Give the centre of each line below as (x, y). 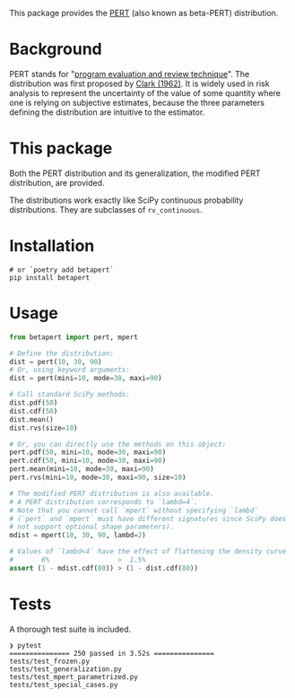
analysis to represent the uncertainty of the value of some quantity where (145, 92)
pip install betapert (50, 277)
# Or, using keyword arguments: (69, 370)
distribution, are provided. (57, 182)
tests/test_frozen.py (50, 661)
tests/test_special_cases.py (64, 685)
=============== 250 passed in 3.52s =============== (112, 653)
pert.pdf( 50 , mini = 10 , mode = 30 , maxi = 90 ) (88, 452)
